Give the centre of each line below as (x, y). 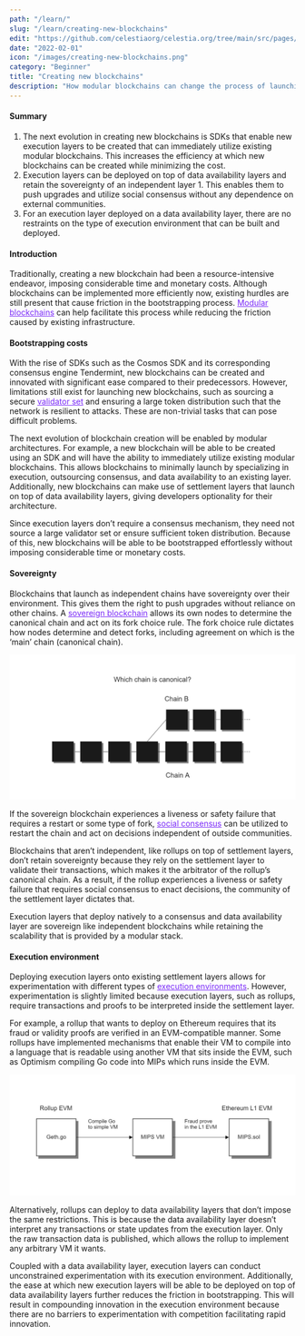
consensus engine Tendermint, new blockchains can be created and (137, 373)
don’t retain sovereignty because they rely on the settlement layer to (137, 860)
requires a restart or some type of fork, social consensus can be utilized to (149, 823)
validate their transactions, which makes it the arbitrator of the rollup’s (140, 870)
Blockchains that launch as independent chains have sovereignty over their (150, 594)
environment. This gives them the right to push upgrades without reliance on (152, 603)
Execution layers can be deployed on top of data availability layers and (154, 175)
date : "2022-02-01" (46, 48)
